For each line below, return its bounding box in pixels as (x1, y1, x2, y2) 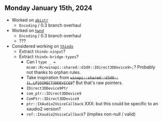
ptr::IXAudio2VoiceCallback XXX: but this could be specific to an (26, 100, 159, 106)
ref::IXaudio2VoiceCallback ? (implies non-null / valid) (26, 111, 136, 117)
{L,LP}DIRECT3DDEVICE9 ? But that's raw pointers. (26, 80, 123, 86)
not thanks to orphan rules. (26, 69, 81, 75)
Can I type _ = (26, 59, 56, 64)
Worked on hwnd (11, 27, 45, 33)
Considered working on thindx (11, 43, 74, 49)
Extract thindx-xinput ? (19, 48, 66, 54)
